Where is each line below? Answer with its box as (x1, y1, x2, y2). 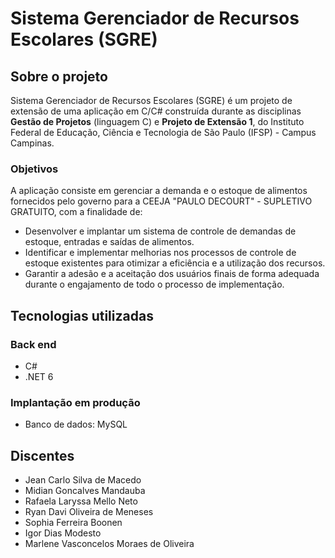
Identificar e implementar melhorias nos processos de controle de (24, 247, 297, 259)
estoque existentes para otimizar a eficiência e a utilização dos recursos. (24, 257, 326, 269)
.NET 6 (24, 370, 54, 382)
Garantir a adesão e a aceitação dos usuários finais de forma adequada (24, 268, 320, 280)
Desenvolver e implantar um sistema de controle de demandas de (24, 225, 297, 237)
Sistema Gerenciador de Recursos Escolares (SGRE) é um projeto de (10, 95, 293, 106)
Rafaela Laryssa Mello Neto (24, 495, 138, 507)
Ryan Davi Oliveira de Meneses (24, 506, 154, 518)
